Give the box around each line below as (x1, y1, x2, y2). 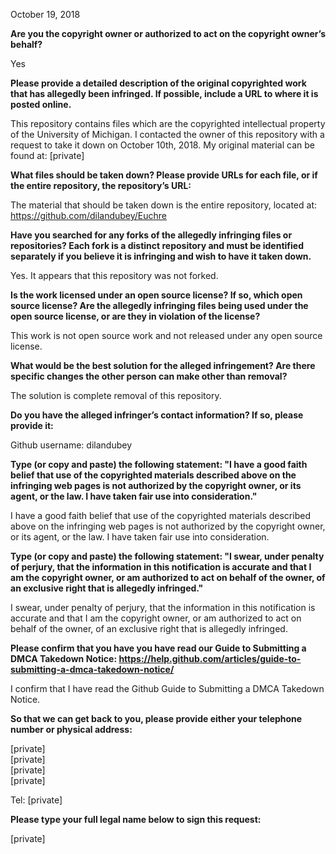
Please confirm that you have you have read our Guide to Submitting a (10, 642, 307, 654)
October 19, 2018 (10, 9, 81, 20)
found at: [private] (10, 150, 85, 161)
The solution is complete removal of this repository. (10, 390, 222, 401)
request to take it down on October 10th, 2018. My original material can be (10, 139, 315, 151)
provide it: (10, 420, 54, 431)
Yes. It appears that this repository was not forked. (10, 270, 219, 281)
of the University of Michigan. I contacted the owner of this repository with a (10, 129, 325, 140)
